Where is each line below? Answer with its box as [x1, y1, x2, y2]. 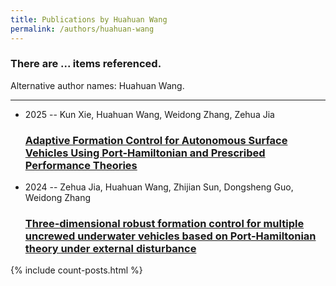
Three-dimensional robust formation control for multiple [24, 217, 305, 231]
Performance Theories [24, 158, 138, 172]
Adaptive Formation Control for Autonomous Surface [24, 133, 288, 147]
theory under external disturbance [24, 242, 197, 256]
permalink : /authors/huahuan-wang [10, 24, 155, 34]
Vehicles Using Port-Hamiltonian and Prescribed [24, 146, 266, 160]
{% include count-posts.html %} [10, 264, 143, 276]
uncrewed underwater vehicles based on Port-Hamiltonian [24, 229, 317, 243]
